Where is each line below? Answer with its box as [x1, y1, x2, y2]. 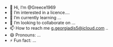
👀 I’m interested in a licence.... [9, 10, 70, 15]
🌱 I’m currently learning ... [9, 15, 62, 20]
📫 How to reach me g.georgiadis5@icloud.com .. [9, 25, 108, 31]
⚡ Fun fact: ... [9, 37, 36, 43]
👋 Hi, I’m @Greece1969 [9, 5, 56, 10]
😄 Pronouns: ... [9, 32, 41, 38]
